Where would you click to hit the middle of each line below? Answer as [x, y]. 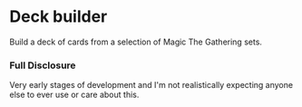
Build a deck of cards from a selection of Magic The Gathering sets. [136, 42]
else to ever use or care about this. [74, 95]
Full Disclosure [43, 65]
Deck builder [58, 17]
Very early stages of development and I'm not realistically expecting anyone [151, 85]
